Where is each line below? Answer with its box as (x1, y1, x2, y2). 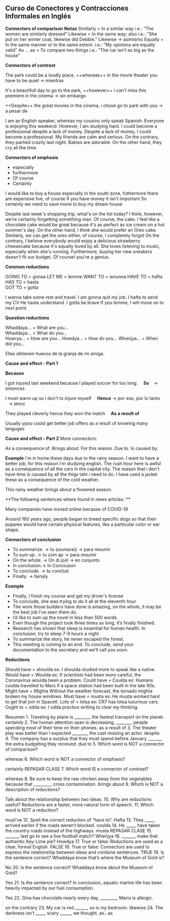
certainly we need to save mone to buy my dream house (5, 201, 122, 207)
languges (5, 425, 25, 431)
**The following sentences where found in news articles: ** (5, 496, 131, 502)
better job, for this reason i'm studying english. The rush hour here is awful (5, 460, 161, 466)
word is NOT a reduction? (5, 807, 59, 813)
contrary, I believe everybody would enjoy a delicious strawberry (5, 238, 141, 244)
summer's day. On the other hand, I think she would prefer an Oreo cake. (5, 227, 157, 233)
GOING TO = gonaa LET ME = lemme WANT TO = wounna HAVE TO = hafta (5, 273, 163, 279)
